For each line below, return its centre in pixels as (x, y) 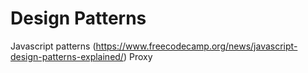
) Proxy (138, 56)
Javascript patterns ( (53, 46)
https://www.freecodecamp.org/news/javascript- (196, 46)
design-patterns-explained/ (67, 56)
